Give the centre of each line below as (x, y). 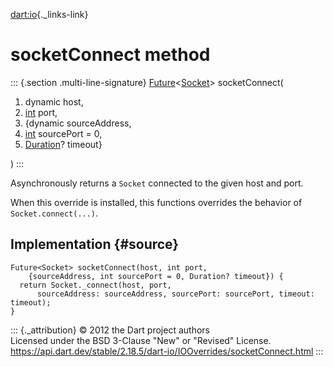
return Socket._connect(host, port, (95, 285)
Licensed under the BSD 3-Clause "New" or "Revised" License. (141, 340)
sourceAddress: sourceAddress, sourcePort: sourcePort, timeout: (175, 294)
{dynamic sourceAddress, (78, 123)
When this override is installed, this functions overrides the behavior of (156, 202)
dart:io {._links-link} (49, 14)
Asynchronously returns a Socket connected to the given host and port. (157, 183)
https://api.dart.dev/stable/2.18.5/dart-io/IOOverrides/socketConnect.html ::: (167, 351)
